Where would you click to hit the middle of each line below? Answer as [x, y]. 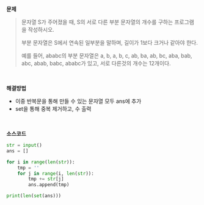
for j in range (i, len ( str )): [56, 173]
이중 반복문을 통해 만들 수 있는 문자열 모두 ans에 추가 [78, 101]
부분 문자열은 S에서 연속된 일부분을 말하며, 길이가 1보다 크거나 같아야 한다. [110, 43]
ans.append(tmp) [49, 185]
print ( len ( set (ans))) [34, 196]
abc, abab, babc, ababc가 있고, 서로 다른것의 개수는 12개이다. [96, 63]
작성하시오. [41, 30]
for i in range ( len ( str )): [41, 162]
